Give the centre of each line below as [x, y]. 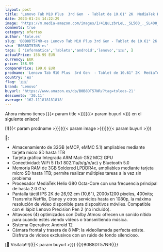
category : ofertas [24, 32]
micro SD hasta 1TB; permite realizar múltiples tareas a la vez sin [77, 173]
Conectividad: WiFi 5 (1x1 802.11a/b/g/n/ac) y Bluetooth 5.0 [71, 163]
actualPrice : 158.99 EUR [30, 55]
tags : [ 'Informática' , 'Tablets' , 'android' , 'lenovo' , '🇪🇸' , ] [69, 50]
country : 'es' [19, 77]
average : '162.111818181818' [34, 100]
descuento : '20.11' [25, 95]
